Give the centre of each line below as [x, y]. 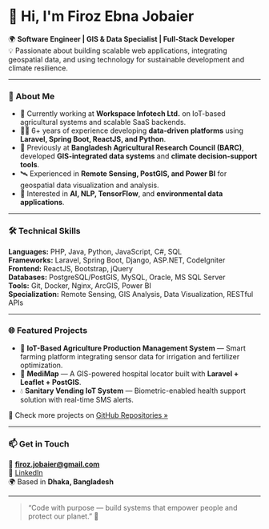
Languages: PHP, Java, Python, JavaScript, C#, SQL [95, 251]
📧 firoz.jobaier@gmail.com [54, 464]
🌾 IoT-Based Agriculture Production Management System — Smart [132, 348]
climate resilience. [38, 68]
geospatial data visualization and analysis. [89, 185]
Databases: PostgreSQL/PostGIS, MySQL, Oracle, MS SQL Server [117, 277]
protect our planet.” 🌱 [63, 516]
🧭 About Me [32, 96]
